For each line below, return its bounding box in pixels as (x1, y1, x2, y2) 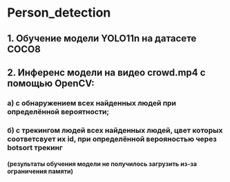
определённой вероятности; (7, 107, 109, 116)
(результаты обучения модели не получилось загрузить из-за (7, 160, 198, 168)
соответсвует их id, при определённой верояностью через (7, 134, 217, 143)
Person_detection (7, 5, 111, 21)
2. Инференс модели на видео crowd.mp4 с (7, 66, 206, 78)
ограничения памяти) (7, 167, 74, 176)
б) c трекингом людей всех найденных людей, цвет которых (7, 125, 223, 135)
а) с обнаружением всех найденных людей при (7, 98, 177, 108)
